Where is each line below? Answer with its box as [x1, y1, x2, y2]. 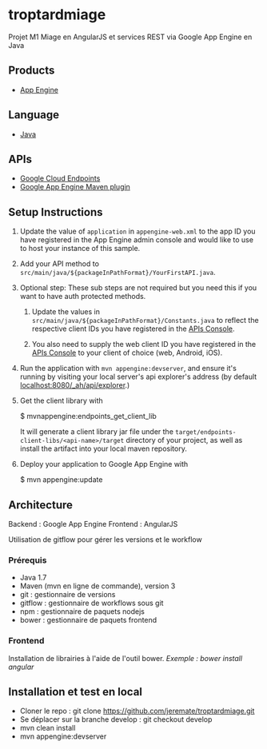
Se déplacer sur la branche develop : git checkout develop [19, 715, 213, 724]
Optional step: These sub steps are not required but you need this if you [19, 283, 257, 293]
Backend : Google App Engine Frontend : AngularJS [8, 520, 178, 528]
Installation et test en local [8, 685, 142, 699]
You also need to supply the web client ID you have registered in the [31, 340, 257, 349]
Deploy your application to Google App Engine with [19, 460, 189, 469]
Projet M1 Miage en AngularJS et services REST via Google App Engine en [8, 32, 253, 42]
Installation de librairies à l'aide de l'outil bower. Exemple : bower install [8, 653, 242, 663]
